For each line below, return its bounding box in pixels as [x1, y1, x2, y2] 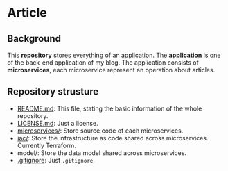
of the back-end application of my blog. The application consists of [7, 58, 200, 67]
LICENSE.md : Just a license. [17, 119, 98, 127]
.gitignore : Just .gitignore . [17, 156, 96, 164]
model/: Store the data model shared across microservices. [17, 148, 187, 157]
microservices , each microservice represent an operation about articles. [7, 66, 216, 74]
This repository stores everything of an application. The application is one [7, 51, 221, 59]
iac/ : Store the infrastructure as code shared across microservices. [17, 133, 209, 142]
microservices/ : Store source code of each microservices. [17, 127, 184, 135]
